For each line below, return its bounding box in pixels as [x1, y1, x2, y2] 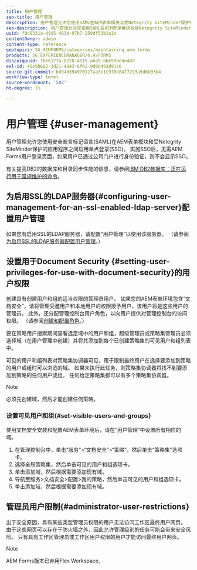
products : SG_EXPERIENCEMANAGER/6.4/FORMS [6, 52, 111, 58]
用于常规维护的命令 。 [11, 172, 63, 179]
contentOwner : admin [6, 36, 57, 42]
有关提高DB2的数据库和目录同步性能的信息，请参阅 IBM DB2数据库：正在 [6, 165, 182, 172]
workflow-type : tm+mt [6, 74, 59, 80]
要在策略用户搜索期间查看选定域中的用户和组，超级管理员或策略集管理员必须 [6, 330, 191, 337]
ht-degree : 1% [6, 85, 41, 91]
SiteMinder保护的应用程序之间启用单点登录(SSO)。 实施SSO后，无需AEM [6, 145, 183, 152]
